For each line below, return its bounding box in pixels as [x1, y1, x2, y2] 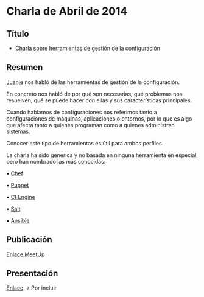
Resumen [6, 62, 43, 72]
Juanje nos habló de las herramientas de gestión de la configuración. [6, 78, 180, 86]
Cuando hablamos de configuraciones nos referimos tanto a [6, 108, 157, 116]
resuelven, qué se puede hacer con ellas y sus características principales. [6, 96, 192, 104]
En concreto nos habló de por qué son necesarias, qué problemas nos [6, 90, 183, 97]
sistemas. [6, 128, 30, 135]
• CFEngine [6, 193, 35, 200]
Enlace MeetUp [6, 251, 45, 258]
